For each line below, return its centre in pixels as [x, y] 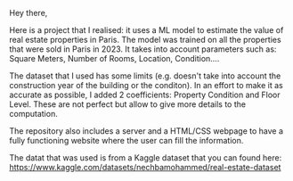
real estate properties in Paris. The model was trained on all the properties [146, 40]
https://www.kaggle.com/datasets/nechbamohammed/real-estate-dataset [145, 167]
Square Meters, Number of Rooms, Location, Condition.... [114, 58]
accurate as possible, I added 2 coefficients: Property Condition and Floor [145, 95]
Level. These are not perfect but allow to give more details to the [128, 104]
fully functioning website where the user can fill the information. [126, 140]
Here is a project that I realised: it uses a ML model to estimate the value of [146, 30]
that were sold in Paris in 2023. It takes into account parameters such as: [143, 49]
